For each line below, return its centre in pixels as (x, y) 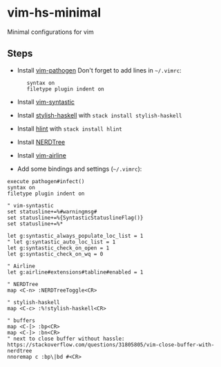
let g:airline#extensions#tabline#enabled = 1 (75, 272)
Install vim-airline (42, 155)
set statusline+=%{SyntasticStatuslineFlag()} (75, 218)
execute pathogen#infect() (46, 181)
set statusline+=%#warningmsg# (52, 211)
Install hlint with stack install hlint (69, 129)
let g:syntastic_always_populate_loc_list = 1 (75, 236)
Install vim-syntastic (46, 102)
